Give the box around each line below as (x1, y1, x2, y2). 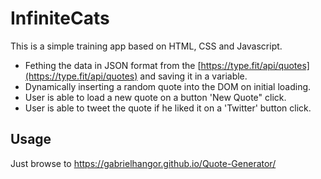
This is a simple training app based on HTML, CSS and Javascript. (10, 40, 283, 52)
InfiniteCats (10, 7, 110, 30)
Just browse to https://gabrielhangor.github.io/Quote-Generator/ (10, 157, 277, 169)
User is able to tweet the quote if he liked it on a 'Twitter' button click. (24, 102, 312, 114)
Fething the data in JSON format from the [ (24, 59, 202, 71)
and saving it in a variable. (139, 70, 248, 82)
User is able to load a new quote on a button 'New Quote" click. (24, 91, 287, 103)
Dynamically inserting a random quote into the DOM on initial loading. (24, 80, 312, 92)
